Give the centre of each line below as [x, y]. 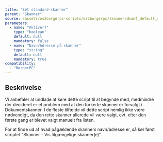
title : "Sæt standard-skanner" [37, 9]
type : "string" [29, 50]
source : [13, 18]
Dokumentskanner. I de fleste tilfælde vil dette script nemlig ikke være [75, 110]
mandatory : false [31, 41]
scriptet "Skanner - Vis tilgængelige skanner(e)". [54, 134]
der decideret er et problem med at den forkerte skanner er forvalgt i [73, 104]
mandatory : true [30, 59]
